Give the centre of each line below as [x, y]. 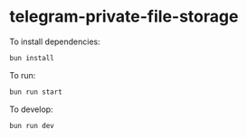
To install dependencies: [55, 41]
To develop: [31, 109]
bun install [32, 58]
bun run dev [32, 125]
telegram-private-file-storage [124, 17]
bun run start [36, 92]
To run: [23, 75]
